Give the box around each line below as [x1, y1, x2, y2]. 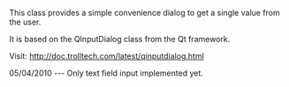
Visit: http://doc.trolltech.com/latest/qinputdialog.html [9, 51, 205, 61]
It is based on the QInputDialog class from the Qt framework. [9, 34, 231, 44]
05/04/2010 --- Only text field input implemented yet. [9, 68, 203, 78]
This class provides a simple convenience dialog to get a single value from [9, 8, 280, 18]
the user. [9, 17, 42, 27]
